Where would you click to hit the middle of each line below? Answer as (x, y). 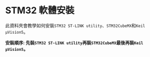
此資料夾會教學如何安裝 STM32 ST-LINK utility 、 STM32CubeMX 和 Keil (75, 25)
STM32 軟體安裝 (40, 10)
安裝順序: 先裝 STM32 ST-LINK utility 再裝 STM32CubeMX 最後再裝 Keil (74, 42)
